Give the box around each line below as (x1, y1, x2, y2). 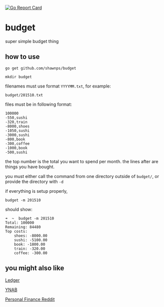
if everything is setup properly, (5, 188, 68, 194)
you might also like (5, 264, 64, 272)
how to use (5, 52, 40, 61)
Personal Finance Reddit (5, 296, 55, 302)
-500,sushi (5, 150, 28, 155)
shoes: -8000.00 (14, 233, 48, 238)
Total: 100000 (5, 220, 35, 225)
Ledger (5, 277, 20, 283)
